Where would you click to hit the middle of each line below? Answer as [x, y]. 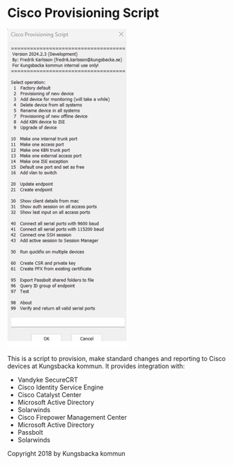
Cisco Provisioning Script [83, 13]
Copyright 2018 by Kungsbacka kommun [66, 453]
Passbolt [30, 432]
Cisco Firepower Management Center [72, 417]
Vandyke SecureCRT [48, 379]
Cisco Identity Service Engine [60, 387]
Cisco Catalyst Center [49, 394]
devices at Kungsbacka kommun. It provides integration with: [96, 366]
